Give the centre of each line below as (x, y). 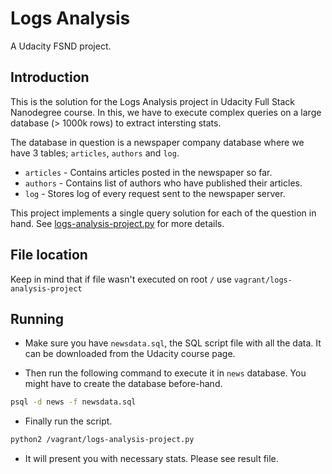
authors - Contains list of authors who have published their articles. (163, 183)
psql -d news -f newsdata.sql (73, 402)
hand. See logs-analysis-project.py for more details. (117, 223)
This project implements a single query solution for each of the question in (163, 213)
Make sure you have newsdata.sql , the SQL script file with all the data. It (173, 343)
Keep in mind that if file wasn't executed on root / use (121, 279)
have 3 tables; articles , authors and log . (95, 153)
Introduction (50, 77)
